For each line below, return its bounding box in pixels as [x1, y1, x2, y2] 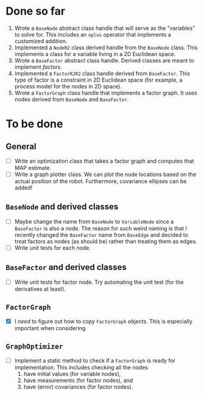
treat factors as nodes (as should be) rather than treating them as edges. [14, 238, 197, 245]
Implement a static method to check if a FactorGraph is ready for [14, 356, 176, 364]
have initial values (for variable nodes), [23, 370, 121, 377]
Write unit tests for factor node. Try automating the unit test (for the [14, 278, 184, 286]
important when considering [14, 324, 86, 331]
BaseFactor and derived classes [5, 262, 127, 272]
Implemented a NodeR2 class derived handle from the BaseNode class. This [14, 44, 198, 51]
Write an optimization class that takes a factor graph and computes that [14, 157, 194, 164]
